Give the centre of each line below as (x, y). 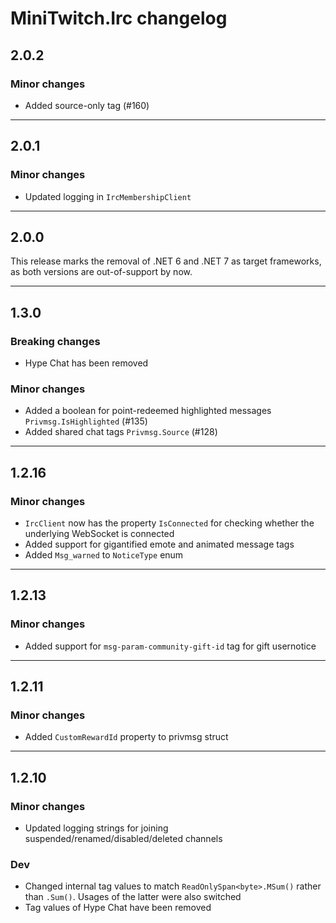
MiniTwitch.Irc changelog (119, 18)
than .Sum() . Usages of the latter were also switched (133, 897)
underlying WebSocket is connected (99, 534)
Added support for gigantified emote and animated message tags (159, 544)
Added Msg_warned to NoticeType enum (104, 555)
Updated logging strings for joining (96, 828)
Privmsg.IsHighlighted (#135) (86, 421)
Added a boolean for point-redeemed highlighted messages (148, 411)
